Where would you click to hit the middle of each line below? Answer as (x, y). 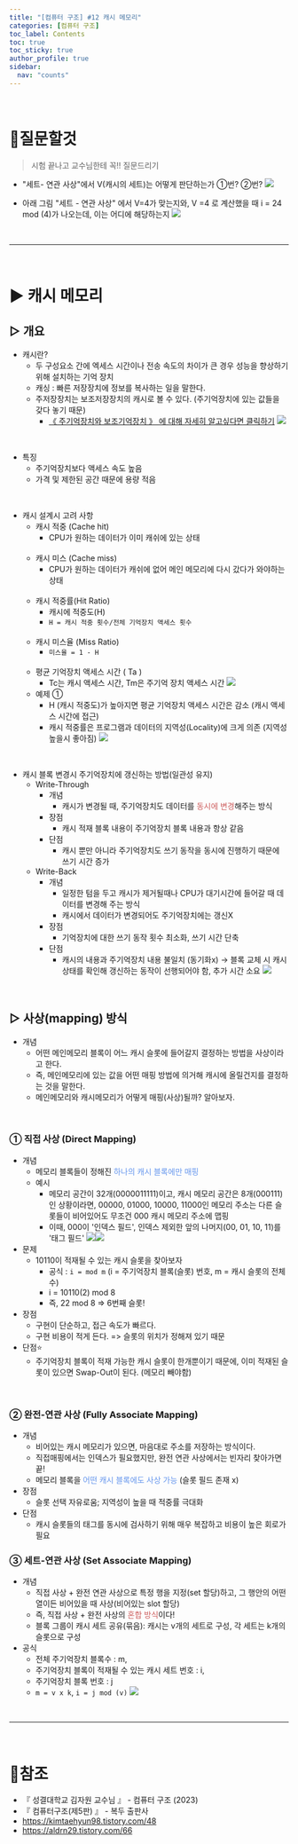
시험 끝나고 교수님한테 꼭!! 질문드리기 (95, 165)
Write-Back (56, 871)
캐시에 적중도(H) (77, 611)
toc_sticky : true (41, 51)
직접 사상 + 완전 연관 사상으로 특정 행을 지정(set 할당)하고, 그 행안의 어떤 (161, 1593)
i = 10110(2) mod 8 (82, 1292)
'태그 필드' (67, 1238)
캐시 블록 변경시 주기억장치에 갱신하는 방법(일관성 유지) (117, 774)
